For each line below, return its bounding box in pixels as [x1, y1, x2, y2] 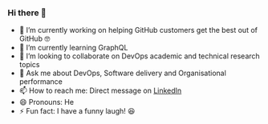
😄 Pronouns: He [18, 98, 74, 107]
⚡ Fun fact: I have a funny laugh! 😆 [18, 106, 136, 116]
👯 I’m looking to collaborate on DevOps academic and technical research [18, 51, 260, 61]
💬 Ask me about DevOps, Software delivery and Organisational [18, 68, 226, 78]
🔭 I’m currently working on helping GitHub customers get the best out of [18, 26, 258, 35]
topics [18, 60, 40, 70]
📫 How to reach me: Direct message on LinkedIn [18, 86, 182, 95]
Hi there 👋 [7, 7, 47, 18]
